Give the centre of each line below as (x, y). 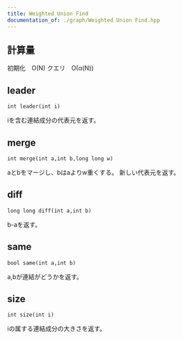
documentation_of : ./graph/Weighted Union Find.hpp (83, 20)
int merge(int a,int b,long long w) (60, 158)
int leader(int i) (34, 107)
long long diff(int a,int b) (49, 211)
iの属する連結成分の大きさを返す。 (56, 329)
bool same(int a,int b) (42, 263)
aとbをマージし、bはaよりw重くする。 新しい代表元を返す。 (94, 172)
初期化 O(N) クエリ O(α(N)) (50, 68)
